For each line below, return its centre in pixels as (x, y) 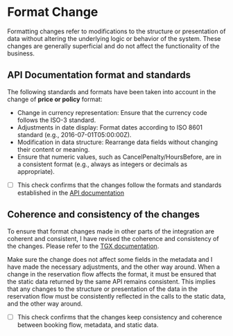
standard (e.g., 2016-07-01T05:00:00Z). (74, 134)
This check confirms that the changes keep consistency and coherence (120, 317)
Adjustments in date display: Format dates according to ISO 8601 (110, 127)
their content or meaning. (53, 149)
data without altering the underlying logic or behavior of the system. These (114, 38)
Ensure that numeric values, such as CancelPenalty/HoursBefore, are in (119, 157)
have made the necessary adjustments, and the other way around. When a (114, 267)
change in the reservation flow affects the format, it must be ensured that (112, 274)
